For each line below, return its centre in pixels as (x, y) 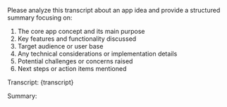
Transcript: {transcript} (41, 82)
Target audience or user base (60, 46)
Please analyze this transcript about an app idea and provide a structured (114, 10)
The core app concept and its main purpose (81, 31)
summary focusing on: (40, 18)
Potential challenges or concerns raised (75, 61)
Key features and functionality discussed (77, 39)
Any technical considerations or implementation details (97, 53)
